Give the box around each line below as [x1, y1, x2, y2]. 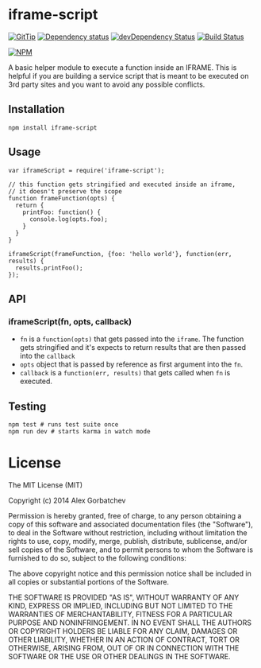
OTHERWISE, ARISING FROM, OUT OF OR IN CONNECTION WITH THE [8, 643, 240, 653]
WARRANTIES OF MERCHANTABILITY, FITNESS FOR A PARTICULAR [8, 610, 232, 619]
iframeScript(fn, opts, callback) [8, 316, 132, 327]
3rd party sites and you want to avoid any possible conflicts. [8, 80, 205, 89]
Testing [8, 399, 47, 413]
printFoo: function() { [22, 208, 102, 216]
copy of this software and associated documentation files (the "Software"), [8, 519, 254, 529]
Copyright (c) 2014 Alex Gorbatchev [8, 495, 126, 505]
